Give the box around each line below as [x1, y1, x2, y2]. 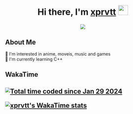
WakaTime [5, 70, 38, 79]
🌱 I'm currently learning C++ [5, 56, 63, 62]
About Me [5, 38, 36, 46]
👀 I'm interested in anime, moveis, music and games [5, 51, 111, 57]
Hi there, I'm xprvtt [37, 6, 117, 18]
